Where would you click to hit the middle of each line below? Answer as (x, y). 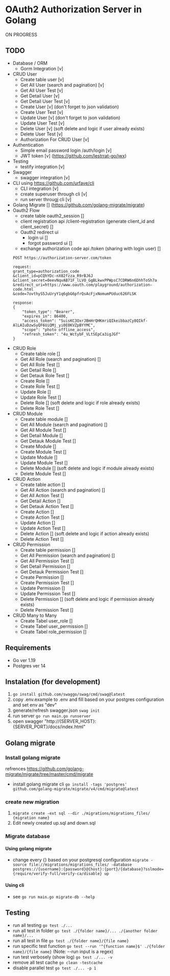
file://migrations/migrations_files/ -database (80, 865)
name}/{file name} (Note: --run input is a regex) (63, 951)
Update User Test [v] (42, 123)
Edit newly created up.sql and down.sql (54, 823)
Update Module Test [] (44, 462)
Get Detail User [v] (40, 95)
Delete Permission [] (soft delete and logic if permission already (87, 599)
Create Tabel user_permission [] (54, 626)
